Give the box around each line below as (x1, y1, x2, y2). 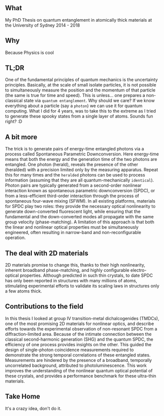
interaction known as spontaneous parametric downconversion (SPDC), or (5, 188, 155, 194)
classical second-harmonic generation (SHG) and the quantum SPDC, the (5, 336, 153, 342)
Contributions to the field (5, 302, 84, 311)
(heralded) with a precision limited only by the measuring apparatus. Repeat (5, 167, 158, 173)
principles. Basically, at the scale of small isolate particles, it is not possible (5, 82, 157, 88)
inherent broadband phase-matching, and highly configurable (5, 267, 130, 273)
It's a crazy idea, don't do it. (5, 405, 62, 411)
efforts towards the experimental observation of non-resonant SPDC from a (5, 326, 158, 331)
